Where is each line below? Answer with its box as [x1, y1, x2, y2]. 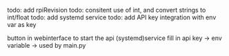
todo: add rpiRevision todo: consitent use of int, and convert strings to [7, 6, 206, 14]
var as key [7, 21, 37, 28]
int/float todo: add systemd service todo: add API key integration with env [7, 13, 217, 21]
